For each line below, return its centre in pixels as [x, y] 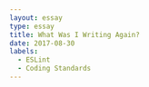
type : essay [32, 26]
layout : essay [36, 18]
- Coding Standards [55, 69]
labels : [24, 52]
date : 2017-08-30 [42, 43]
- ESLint [34, 60]
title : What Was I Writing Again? [75, 34]
